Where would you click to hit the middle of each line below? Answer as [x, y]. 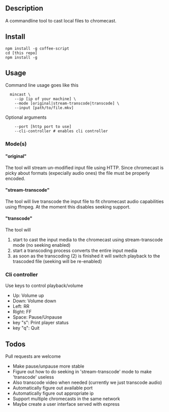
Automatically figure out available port [53, 388]
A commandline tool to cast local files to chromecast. [61, 20]
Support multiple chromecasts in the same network [66, 399]
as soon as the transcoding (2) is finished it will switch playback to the [86, 256]
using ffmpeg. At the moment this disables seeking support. [68, 207]
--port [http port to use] [43, 127]
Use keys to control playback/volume [44, 286]
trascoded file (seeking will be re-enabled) [57, 261]
